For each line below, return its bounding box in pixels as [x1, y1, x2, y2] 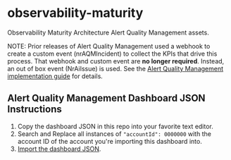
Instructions [7, 104, 62, 116]
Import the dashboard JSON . [17, 144, 101, 153]
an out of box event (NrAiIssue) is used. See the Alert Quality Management [7, 64, 224, 73]
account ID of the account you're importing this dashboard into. [17, 137, 202, 145]
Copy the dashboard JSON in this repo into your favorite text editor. [17, 122, 213, 130]
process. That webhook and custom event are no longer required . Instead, [7, 56, 225, 65]
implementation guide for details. [7, 72, 104, 80]
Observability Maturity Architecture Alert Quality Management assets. [7, 28, 209, 37]
